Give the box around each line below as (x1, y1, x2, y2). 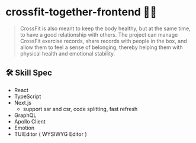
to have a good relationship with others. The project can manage (20, 31, 178, 38)
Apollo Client (14, 118, 46, 125)
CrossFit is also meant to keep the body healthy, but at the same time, (20, 25, 191, 32)
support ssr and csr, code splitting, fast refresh (23, 105, 138, 112)
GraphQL (14, 112, 37, 119)
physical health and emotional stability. (20, 50, 115, 57)
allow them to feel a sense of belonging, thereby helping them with (20, 44, 183, 51)
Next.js (14, 99, 32, 106)
